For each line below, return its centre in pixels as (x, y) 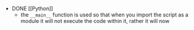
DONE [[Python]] (32, 9)
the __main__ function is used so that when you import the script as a (104, 15)
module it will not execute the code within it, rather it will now (95, 21)
